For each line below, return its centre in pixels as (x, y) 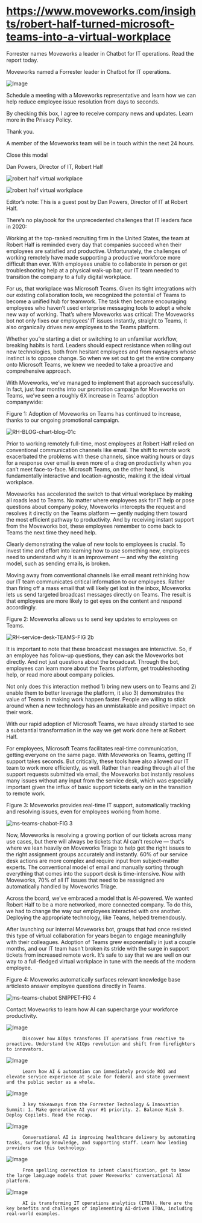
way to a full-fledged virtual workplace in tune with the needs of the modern (101, 961)
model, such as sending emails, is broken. (58, 563)
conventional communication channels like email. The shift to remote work (99, 450)
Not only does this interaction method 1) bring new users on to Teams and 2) (101, 686)
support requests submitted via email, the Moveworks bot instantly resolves (100, 774)
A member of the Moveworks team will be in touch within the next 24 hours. (100, 143)
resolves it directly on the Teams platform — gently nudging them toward (97, 513)
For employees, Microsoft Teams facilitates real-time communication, (92, 748)
